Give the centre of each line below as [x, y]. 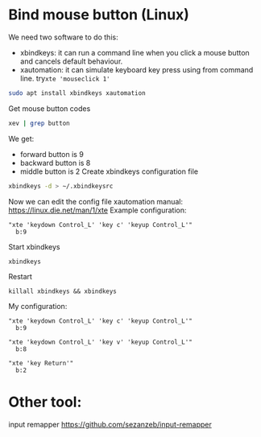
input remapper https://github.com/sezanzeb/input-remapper [110, 424]
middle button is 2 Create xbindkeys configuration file [109, 171]
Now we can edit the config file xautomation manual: [96, 201]
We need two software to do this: [63, 37]
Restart [20, 276]
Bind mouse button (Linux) [99, 15]
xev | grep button [39, 123]
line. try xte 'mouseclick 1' [65, 78]
